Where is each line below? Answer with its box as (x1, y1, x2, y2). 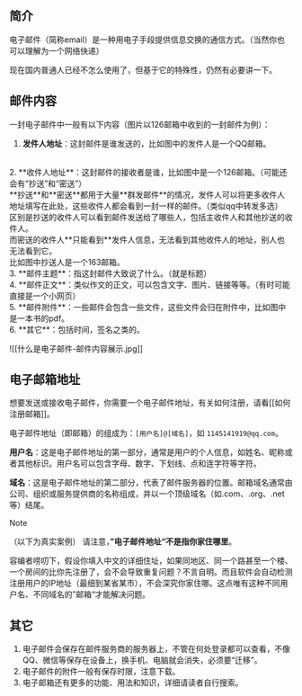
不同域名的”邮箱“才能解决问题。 (32, 589, 151, 600)
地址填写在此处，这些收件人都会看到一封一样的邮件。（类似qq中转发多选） (9, 201, 283, 211)
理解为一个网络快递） (24, 45, 104, 56)
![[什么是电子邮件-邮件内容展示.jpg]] (9, 343, 144, 353)
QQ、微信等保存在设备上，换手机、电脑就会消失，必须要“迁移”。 (22, 655, 262, 665)
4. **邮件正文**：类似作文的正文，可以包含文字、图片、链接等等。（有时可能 (9, 279, 290, 290)
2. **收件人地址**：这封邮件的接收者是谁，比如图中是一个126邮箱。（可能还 (9, 166, 288, 177)
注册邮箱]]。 (9, 408, 56, 420)
